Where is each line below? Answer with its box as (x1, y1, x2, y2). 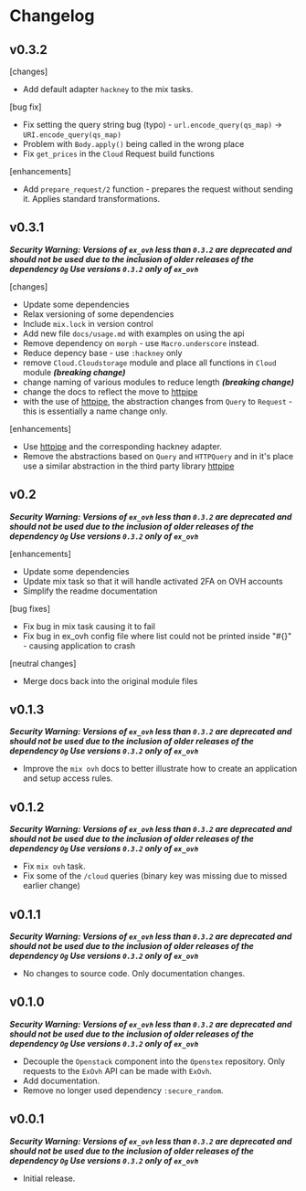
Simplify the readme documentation (22, 585, 158, 596)
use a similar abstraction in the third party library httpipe (22, 460, 235, 471)
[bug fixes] (9, 603, 51, 614)
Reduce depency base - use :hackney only (22, 347, 183, 358)
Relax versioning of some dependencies (22, 308, 174, 320)
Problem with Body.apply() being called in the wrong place (22, 139, 245, 149)
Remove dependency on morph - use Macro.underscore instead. (22, 337, 259, 348)
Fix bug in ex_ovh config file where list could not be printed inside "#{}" (22, 630, 292, 641)
